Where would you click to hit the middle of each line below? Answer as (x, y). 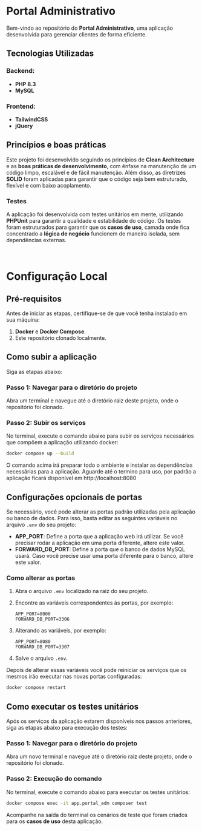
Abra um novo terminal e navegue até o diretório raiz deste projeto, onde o (99, 756)
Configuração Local (57, 276)
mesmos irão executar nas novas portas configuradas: (74, 677)
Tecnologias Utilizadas (50, 54)
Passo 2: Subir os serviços (46, 423)
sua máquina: (23, 320)
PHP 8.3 (25, 84)
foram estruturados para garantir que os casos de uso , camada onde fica (98, 227)
